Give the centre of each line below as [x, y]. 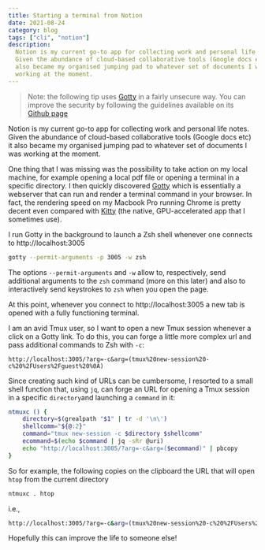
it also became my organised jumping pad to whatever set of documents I [127, 145]
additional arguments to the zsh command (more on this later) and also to [127, 281]
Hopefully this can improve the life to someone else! [93, 538]
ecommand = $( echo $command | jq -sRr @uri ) [93, 441]
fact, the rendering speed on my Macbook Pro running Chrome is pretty [125, 203]
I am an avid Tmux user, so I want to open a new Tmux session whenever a [130, 328]
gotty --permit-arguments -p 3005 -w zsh [77, 257]
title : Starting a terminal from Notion [76, 15]
